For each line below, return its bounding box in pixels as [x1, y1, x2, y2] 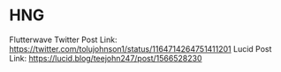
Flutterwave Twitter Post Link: [9, 34, 118, 45]
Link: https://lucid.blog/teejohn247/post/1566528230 [9, 53, 202, 63]
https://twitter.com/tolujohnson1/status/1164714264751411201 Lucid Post [9, 43, 272, 54]
